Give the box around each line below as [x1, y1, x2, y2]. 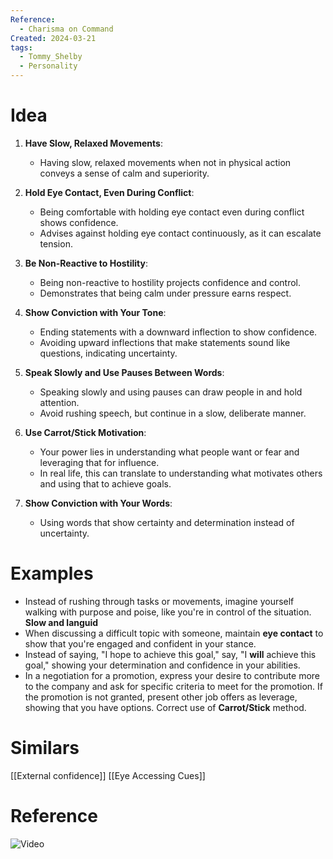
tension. [39, 237, 73, 250]
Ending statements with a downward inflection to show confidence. [39, 326, 318, 338]
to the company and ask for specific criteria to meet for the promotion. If [24, 680, 323, 692]
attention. [39, 396, 80, 408]
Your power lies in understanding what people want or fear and [39, 446, 300, 458]
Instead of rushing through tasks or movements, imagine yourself [24, 595, 295, 607]
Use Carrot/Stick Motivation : [24, 426, 147, 438]
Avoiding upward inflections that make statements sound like [39, 336, 291, 348]
